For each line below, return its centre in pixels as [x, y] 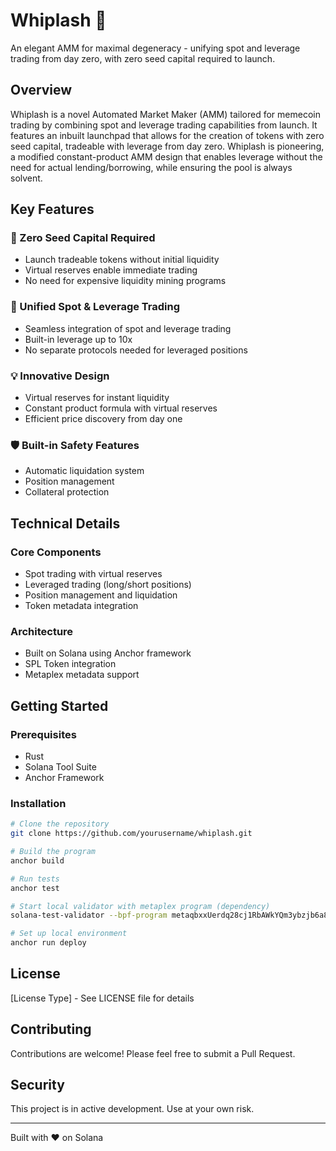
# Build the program [53, 852]
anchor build [37, 860]
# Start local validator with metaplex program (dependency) [140, 906]
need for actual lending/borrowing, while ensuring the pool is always [151, 167]
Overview [41, 90]
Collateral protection [67, 492]
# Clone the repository [60, 824]
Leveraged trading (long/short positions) [108, 585]
